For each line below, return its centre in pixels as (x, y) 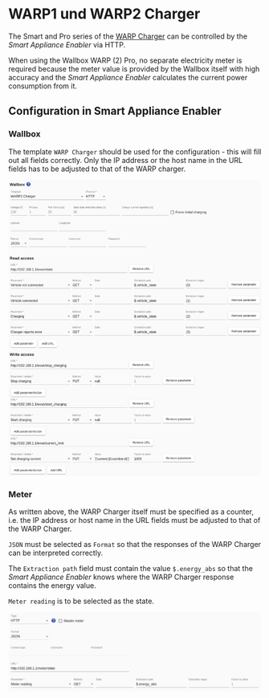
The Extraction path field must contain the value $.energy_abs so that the (130, 569)
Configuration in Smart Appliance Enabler (115, 111)
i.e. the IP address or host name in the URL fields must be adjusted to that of (134, 520)
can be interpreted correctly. (55, 553)
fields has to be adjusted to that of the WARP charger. (97, 169)
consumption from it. (43, 86)
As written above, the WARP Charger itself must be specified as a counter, (131, 512)
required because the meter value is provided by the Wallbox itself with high (134, 68)
